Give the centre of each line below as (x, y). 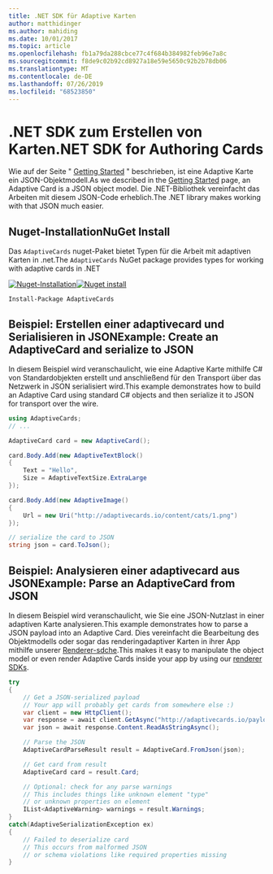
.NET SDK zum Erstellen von (106, 132)
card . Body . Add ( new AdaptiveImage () (69, 500)
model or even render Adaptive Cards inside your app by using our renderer (135, 659)
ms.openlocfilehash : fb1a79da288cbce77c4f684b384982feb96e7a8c (118, 54)
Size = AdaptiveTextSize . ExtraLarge (85, 478)
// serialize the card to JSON (61, 537)
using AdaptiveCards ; (45, 418)
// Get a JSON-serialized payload (81, 697)
